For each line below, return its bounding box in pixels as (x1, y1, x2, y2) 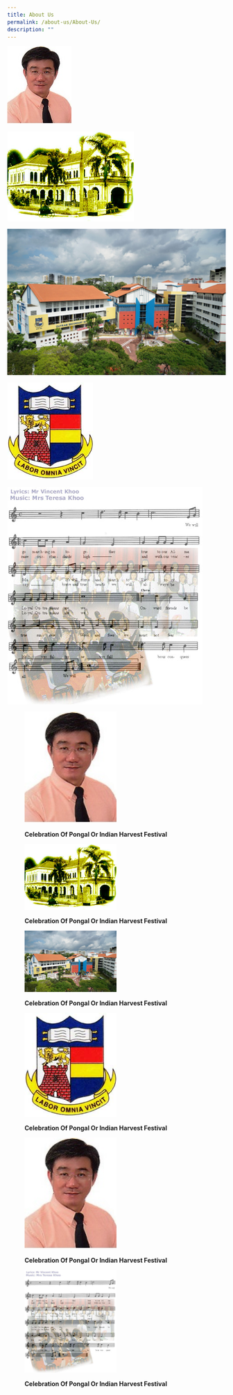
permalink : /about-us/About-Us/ (7, 18, 101, 26)
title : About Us (7, 11, 54, 18)
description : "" (7, 26, 54, 33)
